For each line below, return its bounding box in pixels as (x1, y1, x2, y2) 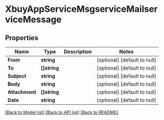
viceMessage (5, 14, 62, 25)
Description (64, 48, 92, 55)
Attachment (7, 89, 36, 95)
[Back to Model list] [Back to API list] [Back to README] (5, 110, 119, 115)
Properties (5, 34, 39, 42)
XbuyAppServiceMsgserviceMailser (5, 3, 158, 15)
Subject (7, 73, 26, 80)
